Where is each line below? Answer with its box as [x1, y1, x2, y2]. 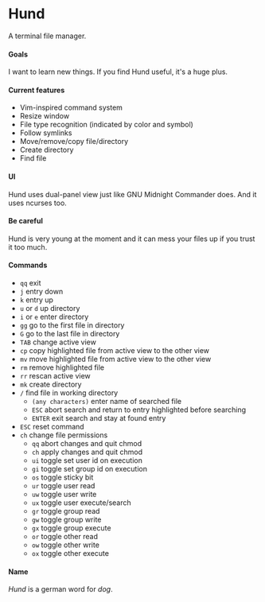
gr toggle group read [31, 506, 100, 515]
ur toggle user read [31, 480, 95, 490]
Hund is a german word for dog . [8, 585, 113, 594]
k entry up [19, 295, 54, 305]
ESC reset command [19, 421, 85, 431]
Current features [8, 85, 65, 95]
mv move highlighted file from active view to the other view [19, 354, 212, 363]
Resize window [19, 111, 70, 121]
